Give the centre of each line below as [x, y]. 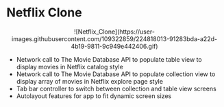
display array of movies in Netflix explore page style [90, 81]
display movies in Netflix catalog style [70, 67]
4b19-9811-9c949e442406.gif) [114, 46]
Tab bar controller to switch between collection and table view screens [116, 88]
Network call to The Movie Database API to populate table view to [109, 59]
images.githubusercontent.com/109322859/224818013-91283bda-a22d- [114, 38]
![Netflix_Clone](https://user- [114, 32]
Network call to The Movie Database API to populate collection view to [116, 74]
